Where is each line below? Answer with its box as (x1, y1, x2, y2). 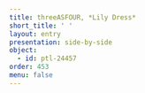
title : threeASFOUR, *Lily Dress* (9, 12, 137, 22)
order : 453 (9, 63, 50, 72)
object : (9, 46, 38, 55)
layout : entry (9, 29, 62, 38)
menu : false (9, 71, 53, 80)
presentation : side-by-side (9, 37, 113, 47)
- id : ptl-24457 (17, 54, 77, 63)
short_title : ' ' (9, 21, 73, 30)
